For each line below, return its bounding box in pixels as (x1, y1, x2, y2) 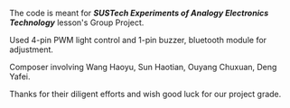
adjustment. (9, 44, 54, 55)
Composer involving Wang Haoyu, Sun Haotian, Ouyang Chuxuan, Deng (9, 62, 277, 72)
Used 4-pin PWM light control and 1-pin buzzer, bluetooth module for (9, 35, 267, 45)
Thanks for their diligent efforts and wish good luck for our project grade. (9, 89, 282, 99)
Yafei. (9, 71, 31, 82)
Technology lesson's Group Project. (9, 17, 145, 28)
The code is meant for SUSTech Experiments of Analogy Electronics (9, 8, 269, 18)
